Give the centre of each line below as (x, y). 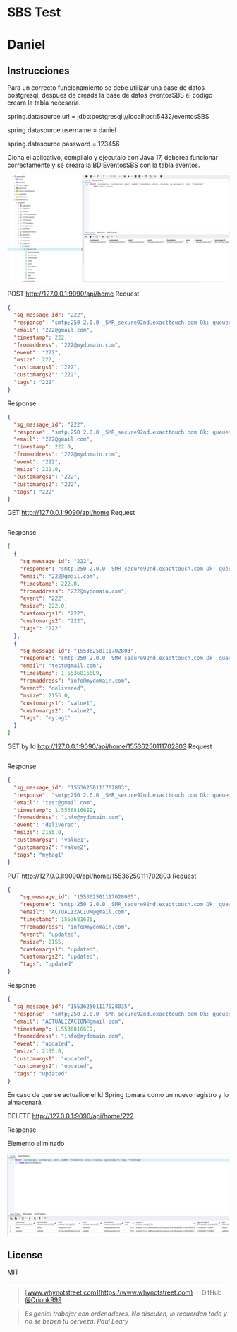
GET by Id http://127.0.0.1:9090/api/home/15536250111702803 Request (110, 746)
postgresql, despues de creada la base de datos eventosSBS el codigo (110, 95)
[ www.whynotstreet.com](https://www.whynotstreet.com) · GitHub (123, 1292)
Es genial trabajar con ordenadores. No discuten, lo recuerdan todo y (126, 1314)
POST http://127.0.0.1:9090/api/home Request (73, 294)
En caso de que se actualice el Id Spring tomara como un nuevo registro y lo (118, 1094)
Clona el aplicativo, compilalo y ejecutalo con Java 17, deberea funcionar (113, 158)
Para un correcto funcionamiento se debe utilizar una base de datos (106, 88)
